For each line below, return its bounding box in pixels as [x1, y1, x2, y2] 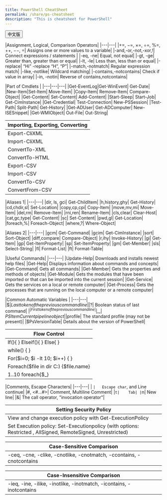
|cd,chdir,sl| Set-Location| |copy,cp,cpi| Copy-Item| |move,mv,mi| [5, 205, 140, 211]
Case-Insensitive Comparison [47, 472, 120, 479]
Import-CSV [7, 170, 37, 177]
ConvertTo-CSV [7, 178, 46, 185]
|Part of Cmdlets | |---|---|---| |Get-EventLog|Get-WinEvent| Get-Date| [5, 83, 150, 89]
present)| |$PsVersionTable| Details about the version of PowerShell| [5, 319, 146, 325]
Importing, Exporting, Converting [7, 122, 88, 129]
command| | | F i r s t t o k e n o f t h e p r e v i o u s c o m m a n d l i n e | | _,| [5, 307, 102, 314]
